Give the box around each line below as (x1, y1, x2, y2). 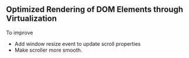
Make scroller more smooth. (14, 46, 83, 53)
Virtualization (6, 14, 57, 24)
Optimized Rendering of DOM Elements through (6, 5, 183, 14)
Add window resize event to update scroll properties (14, 40, 141, 47)
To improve (6, 29, 33, 36)
